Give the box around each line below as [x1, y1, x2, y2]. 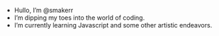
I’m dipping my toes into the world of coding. [13, 13, 145, 22]
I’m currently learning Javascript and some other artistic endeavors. [13, 21, 213, 29]
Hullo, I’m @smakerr [13, 6, 74, 14]
